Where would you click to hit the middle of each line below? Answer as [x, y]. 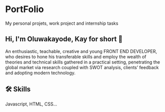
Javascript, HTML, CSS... [31, 104]
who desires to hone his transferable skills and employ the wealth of [76, 57]
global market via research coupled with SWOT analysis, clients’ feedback [82, 67]
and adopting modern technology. [40, 73]
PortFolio [25, 9]
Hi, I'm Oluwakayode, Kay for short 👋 [64, 39]
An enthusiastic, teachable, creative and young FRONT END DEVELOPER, [81, 51]
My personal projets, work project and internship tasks [62, 23]
